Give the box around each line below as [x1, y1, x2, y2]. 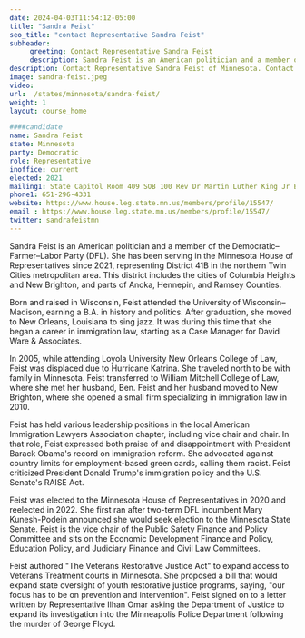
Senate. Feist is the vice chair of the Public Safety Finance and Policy [9, 523, 268, 534]
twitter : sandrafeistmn [9, 215, 100, 224]
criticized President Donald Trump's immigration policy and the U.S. [9, 467, 262, 478]
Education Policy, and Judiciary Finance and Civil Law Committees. [9, 543, 261, 553]
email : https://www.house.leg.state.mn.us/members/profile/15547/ [9, 207, 271, 216]
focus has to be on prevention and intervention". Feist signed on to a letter [9, 589, 287, 600]
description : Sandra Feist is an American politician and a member [29, 55, 290, 65]
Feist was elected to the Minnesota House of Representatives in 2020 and [9, 494, 286, 505]
